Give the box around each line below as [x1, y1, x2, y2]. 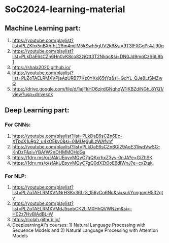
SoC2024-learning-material [5, 4, 125, 15]
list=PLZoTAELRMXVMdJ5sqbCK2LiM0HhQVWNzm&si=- [12, 205, 132, 211]
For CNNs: [5, 121, 31, 128]
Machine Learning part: [5, 24, 81, 33]
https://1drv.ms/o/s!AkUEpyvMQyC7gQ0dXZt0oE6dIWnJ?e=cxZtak [12, 160, 153, 166]
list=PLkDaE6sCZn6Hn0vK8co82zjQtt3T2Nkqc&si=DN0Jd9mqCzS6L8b [12, 53, 163, 59]
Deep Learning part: [5, 106, 70, 115]
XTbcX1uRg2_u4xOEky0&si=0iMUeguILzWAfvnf [12, 138, 113, 144]
